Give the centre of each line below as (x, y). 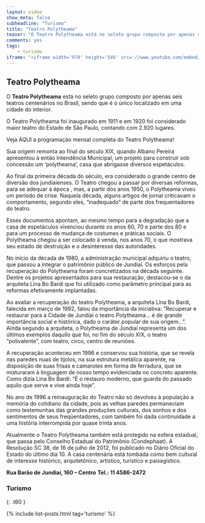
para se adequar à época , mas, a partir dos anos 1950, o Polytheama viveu (101, 189)
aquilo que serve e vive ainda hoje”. (51, 385)
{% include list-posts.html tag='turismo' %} (61, 513)
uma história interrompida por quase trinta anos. (67, 423)
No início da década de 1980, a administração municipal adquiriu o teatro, (99, 258)
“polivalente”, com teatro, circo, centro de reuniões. (71, 341)
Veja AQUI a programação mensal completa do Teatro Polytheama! (90, 140)
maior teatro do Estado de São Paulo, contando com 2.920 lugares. (91, 128)
